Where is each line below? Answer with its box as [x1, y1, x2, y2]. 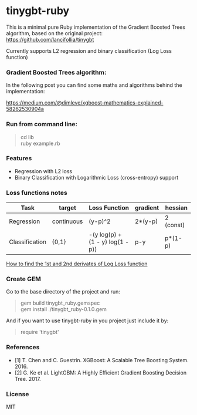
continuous [52, 217, 83, 225]
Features [6, 154, 32, 163]
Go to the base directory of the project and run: [6, 288, 120, 295]
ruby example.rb [20, 140, 60, 147]
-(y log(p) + [89, 231, 122, 239]
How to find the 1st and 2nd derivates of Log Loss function [6, 260, 148, 268]
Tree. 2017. [14, 375, 41, 382]
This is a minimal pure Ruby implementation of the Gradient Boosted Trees [6, 23, 186, 31]
